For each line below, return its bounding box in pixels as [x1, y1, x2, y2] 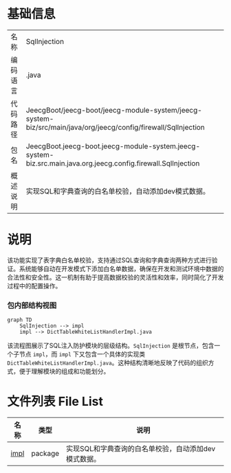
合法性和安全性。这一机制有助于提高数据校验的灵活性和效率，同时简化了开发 [7, 273, 224, 281]
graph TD [7, 316, 32, 323]
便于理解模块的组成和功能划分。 [19, 367, 110, 376]
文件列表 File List [7, 394, 103, 409]
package [30, 449, 60, 459]
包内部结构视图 [7, 300, 57, 310]
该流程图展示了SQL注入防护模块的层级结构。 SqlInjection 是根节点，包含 [7, 341, 214, 350]
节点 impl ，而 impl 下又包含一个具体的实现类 [19, 350, 146, 358]
